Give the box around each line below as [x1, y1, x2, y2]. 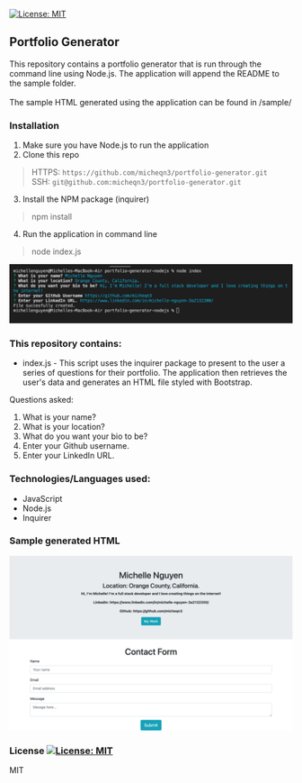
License [9, 744, 45, 757]
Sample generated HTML [9, 534, 120, 547]
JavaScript [22, 493, 63, 504]
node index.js [31, 246, 82, 257]
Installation [9, 119, 60, 132]
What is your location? [22, 422, 106, 432]
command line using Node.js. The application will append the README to [9, 68, 280, 78]
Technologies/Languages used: [9, 473, 151, 486]
